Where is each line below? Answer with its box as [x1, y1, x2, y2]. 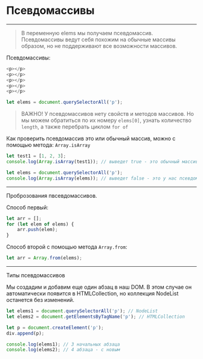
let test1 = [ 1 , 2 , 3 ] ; [6, 153, 66, 159]
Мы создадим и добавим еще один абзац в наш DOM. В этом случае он [6, 283, 192, 291]
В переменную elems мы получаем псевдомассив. [21, 29, 153, 36]
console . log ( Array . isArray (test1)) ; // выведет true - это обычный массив [6, 159, 199, 165]
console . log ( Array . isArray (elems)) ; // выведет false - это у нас [6, 175, 177, 181]
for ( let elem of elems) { [6, 221, 74, 227]
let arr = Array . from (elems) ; [6, 255, 83, 261]
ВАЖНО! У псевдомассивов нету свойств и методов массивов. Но [21, 110, 195, 118]
